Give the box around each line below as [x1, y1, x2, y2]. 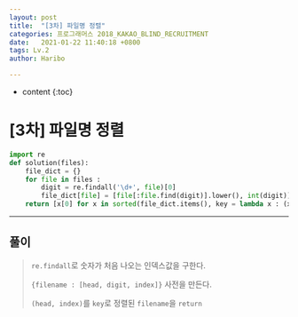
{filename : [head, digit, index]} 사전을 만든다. [30, 279, 213, 289]
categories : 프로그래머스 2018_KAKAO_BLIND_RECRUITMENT [9, 29, 209, 38]
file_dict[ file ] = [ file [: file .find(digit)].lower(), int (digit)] [41, 192, 292, 201]
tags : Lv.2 [9, 46, 50, 55]
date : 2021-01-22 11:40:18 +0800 [9, 37, 141, 47]
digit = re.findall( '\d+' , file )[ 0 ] [41, 183, 176, 192]
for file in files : [25, 175, 101, 184]
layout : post [9, 12, 58, 22]
